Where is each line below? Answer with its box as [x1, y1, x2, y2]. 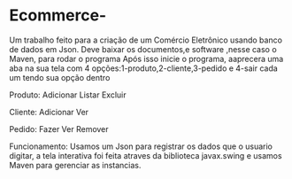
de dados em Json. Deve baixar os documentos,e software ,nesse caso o [9, 43, 277, 54]
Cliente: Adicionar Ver [9, 106, 89, 117]
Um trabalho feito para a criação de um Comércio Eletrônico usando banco [9, 35, 283, 45]
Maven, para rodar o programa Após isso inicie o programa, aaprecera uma [9, 53, 284, 64]
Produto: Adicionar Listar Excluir [9, 89, 127, 100]
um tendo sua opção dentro [9, 72, 111, 82]
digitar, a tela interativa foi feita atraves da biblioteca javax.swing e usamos [9, 150, 282, 160]
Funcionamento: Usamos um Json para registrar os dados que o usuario [9, 141, 273, 152]
